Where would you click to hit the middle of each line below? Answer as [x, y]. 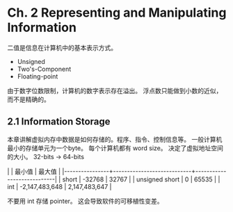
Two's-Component [44, 69]
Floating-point [38, 76]
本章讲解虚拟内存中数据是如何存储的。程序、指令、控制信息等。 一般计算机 [115, 139]
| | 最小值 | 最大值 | [34, 171]
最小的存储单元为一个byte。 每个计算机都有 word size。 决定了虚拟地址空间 [115, 148]
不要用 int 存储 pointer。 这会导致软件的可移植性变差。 [85, 201]
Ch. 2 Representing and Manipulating [117, 13]
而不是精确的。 [29, 99]
